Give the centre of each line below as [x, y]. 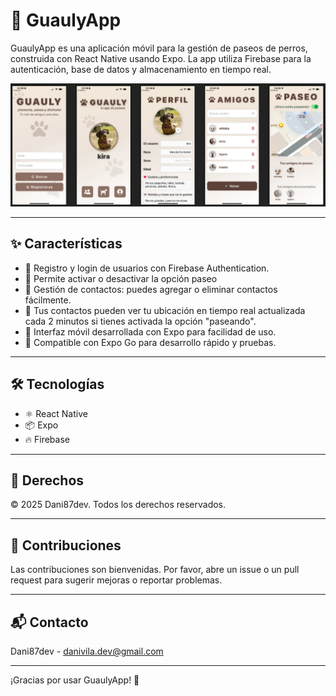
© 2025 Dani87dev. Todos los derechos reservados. [118, 505]
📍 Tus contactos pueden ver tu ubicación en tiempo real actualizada [165, 310]
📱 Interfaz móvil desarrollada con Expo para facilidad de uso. [150, 331]
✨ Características [66, 244]
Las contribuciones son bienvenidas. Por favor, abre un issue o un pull [155, 570]
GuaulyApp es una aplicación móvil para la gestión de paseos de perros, [159, 48]
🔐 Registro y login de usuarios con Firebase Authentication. [147, 268]
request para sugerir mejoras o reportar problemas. [116, 580]
